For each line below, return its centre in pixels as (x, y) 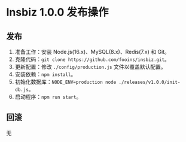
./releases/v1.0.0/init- (150, 82)
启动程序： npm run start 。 (48, 97)
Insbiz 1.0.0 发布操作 (57, 12)
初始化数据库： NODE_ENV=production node (65, 82)
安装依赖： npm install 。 (45, 74)
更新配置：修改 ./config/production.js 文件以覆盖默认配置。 (90, 67)
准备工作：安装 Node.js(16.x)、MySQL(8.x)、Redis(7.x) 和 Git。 (92, 52)
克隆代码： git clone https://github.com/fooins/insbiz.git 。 (92, 59)
